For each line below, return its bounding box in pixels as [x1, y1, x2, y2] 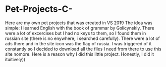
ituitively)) [5, 56, 26, 62]
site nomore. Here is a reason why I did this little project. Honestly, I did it [5, 51, 154, 57]
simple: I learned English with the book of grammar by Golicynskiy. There [5, 25, 155, 31]
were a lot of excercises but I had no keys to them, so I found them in [5, 30, 146, 36]
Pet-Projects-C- [5, 3, 73, 15]
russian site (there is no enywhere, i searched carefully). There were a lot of [5, 35, 160, 41]
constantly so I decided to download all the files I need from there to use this [5, 46, 162, 52]
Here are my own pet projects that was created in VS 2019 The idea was [5, 20, 153, 26]
